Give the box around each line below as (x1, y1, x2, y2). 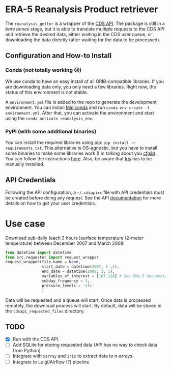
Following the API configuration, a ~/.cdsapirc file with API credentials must (5, 189, 164, 195)
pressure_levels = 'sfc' (41, 283, 95, 288)
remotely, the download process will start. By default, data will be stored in (5, 302, 162, 308)
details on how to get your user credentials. (5, 200, 97, 206)
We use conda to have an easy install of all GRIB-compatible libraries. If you (5, 78, 164, 84)
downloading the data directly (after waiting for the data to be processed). (5, 37, 161, 43)
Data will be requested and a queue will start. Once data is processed (5, 297, 151, 303)
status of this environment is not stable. (5, 89, 88, 95)
